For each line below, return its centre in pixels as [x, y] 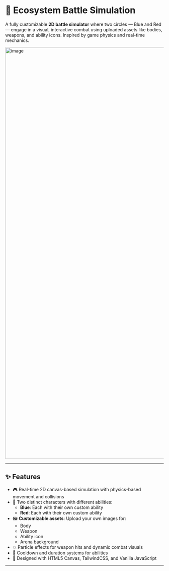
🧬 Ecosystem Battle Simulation [70, 10]
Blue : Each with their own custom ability [62, 507]
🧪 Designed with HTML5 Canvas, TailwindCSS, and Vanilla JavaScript [84, 558]
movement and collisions [38, 496]
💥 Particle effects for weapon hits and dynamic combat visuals [78, 547]
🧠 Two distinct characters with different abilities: [62, 502]
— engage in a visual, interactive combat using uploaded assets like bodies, [84, 29]
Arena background [39, 542]
